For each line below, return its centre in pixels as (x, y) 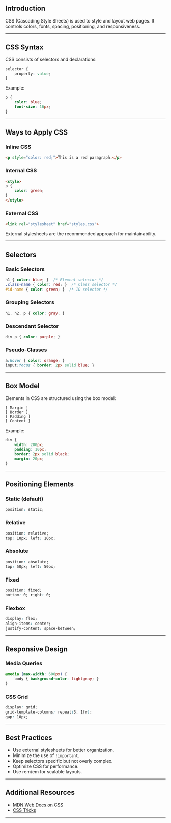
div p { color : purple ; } (33, 337)
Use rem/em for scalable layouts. (47, 771)
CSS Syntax (24, 47)
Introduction (25, 8)
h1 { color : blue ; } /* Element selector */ (54, 280)
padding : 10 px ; (31, 450)
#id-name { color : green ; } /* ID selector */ (57, 289)
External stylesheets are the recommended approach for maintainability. (81, 234)
